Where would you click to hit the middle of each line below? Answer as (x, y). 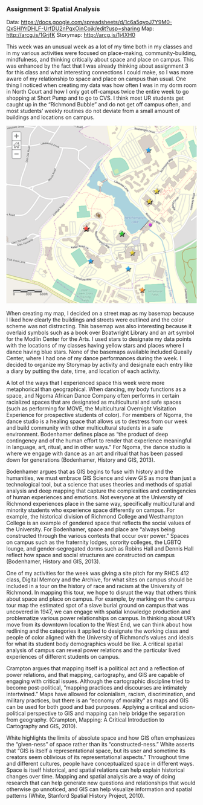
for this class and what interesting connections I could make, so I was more (100, 73)
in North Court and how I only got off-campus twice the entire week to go (98, 92)
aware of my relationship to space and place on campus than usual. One (96, 79)
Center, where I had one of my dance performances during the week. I (94, 358)
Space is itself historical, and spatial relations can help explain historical (96, 770)
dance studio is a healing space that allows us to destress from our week (97, 421)
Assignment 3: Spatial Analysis (53, 9)
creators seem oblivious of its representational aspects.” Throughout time (98, 757)
